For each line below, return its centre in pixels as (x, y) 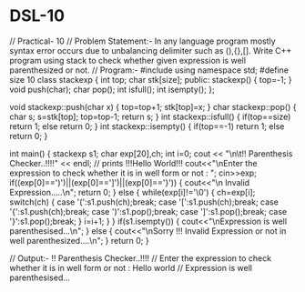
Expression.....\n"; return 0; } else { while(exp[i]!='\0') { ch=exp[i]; (132, 192)
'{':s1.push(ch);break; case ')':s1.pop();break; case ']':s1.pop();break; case (148, 211)
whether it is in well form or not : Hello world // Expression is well (131, 267)
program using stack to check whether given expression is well (128, 60)
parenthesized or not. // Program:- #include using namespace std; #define (149, 70)
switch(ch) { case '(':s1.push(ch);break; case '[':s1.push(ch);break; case (144, 202)
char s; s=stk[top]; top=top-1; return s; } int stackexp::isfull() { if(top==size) (150, 116)
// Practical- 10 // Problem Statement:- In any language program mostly (142, 41)
